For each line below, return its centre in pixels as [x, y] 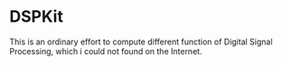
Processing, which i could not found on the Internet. [106, 51]
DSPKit [36, 17]
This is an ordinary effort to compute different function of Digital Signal [141, 42]
